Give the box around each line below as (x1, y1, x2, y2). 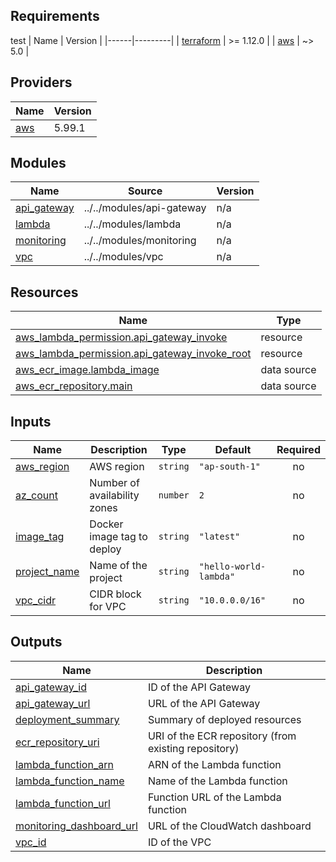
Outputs (10, 634, 63, 651)
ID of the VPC (147, 835, 212, 849)
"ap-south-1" (198, 461, 262, 473)
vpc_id (15, 835, 47, 849)
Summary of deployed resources (147, 712, 302, 726)
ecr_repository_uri (15, 735, 100, 749)
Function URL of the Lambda (147, 790, 282, 804)
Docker (89, 517, 124, 531)
